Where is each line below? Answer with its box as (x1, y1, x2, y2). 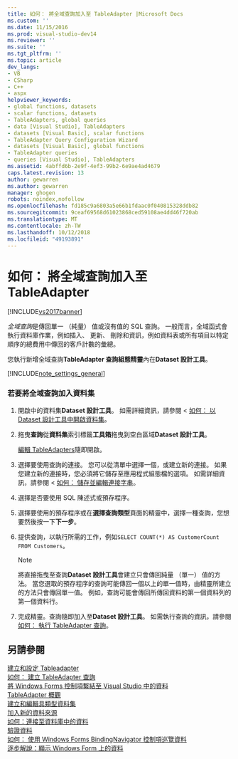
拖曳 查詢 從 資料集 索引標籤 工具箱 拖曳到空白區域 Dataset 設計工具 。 (17, 430, 211, 439)
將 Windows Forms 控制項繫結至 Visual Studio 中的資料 (7, 681, 169, 691)
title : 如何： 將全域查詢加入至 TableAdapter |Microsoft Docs (7, 10, 183, 18)
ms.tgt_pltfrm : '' (7, 51, 62, 58)
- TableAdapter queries (7, 150, 78, 157)
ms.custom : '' (7, 17, 50, 24)
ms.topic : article (7, 57, 62, 64)
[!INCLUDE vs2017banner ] (7, 308, 83, 316)
